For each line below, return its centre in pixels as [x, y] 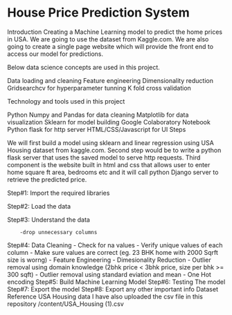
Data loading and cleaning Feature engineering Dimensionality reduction [110, 80]
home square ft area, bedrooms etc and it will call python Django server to [113, 172]
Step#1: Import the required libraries [59, 193]
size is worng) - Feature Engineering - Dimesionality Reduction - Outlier [109, 260]
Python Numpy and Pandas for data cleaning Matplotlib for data [98, 115]
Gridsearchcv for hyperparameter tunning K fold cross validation [99, 88]
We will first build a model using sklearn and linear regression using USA [111, 142]
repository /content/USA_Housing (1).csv [66, 304]
